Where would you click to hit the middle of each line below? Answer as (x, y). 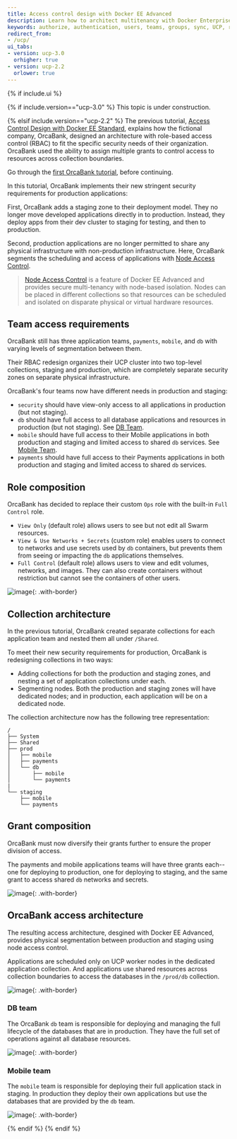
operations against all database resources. (69, 1039)
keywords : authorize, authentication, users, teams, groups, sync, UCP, (116, 27)
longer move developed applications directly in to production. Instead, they (116, 214)
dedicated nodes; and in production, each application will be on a (113, 696)
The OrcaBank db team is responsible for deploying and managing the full (114, 1024)
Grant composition (49, 826)
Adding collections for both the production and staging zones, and (114, 673)
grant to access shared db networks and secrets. (78, 879)
